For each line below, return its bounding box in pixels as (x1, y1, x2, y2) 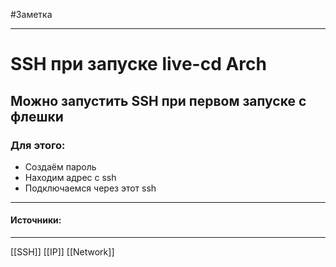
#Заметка (10, 9, 53, 20)
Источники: (10, 214, 62, 226)
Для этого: (10, 138, 66, 152)
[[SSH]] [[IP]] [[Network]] (10, 246, 115, 258)
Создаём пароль (24, 160, 97, 173)
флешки (10, 108, 64, 125)
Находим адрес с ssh (24, 171, 117, 183)
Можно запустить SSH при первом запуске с (10, 92, 307, 109)
